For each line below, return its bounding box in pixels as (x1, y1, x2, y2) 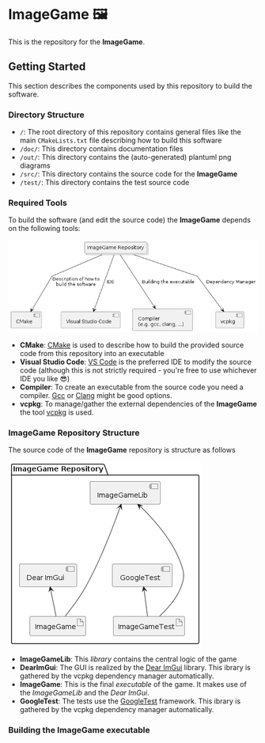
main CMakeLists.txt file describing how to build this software (19, 135, 222, 146)
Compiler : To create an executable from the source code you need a (19, 382, 244, 392)
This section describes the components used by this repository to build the (8, 81, 253, 90)
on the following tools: (8, 224, 81, 233)
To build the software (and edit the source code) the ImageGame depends (8, 215, 252, 225)
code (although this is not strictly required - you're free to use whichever (19, 365, 257, 375)
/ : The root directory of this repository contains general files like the (19, 127, 241, 137)
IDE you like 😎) (19, 373, 70, 383)
